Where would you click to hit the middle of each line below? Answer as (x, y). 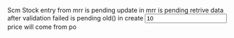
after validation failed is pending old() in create (76, 18)
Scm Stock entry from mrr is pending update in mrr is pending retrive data (116, 10)
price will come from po (42, 27)
